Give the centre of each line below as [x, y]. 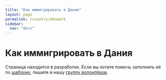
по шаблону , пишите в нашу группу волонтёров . [57, 72]
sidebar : [14, 24]
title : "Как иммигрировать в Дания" [43, 10]
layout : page [19, 14]
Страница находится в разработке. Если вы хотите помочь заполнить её [83, 67]
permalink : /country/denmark [35, 19]
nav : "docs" [22, 28]
